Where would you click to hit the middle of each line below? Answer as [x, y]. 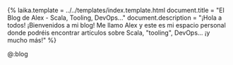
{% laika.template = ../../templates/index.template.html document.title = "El [116, 10]
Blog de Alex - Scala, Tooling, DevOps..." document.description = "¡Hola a [115, 18]
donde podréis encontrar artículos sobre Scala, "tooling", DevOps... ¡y [109, 32]
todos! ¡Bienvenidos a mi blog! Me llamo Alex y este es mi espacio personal [116, 25]
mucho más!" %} [32, 40]
